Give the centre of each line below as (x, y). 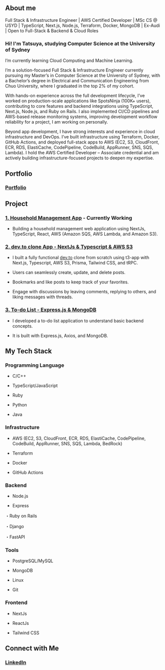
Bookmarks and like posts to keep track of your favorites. (70, 282)
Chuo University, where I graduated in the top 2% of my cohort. (70, 86)
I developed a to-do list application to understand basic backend (78, 321)
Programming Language (35, 365)
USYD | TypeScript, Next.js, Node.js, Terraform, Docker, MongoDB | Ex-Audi (83, 25)
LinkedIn (16, 662)
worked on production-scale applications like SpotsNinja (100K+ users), (78, 101)
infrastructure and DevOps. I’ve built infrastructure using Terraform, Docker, (82, 137)
